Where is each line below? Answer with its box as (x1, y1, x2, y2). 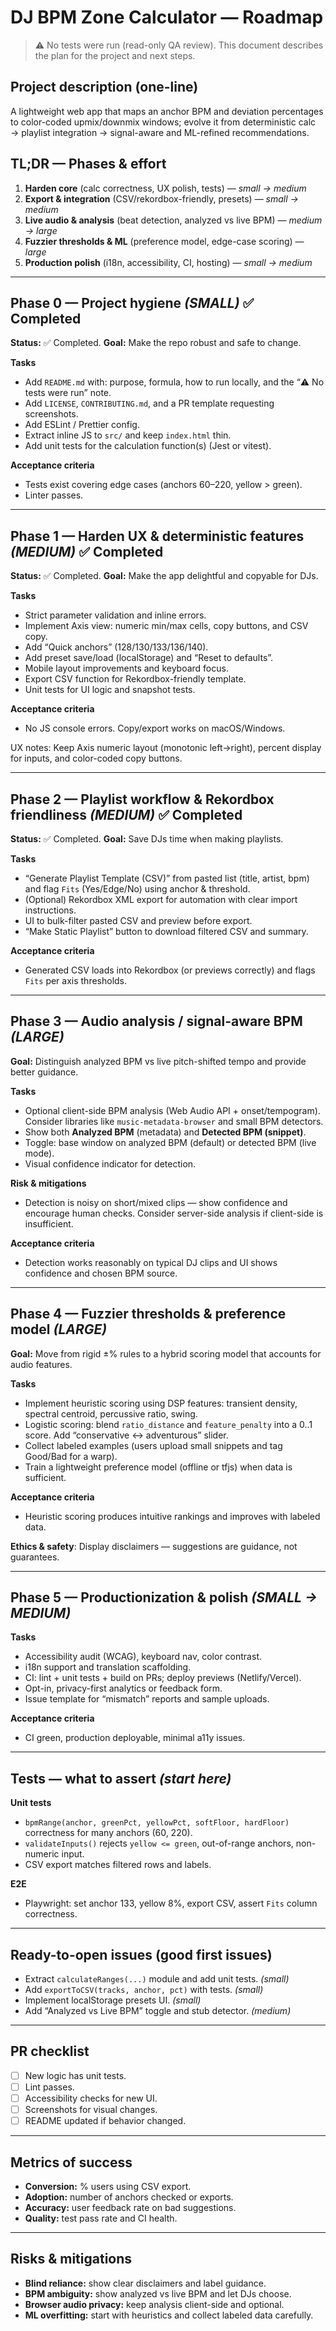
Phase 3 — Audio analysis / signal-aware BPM (10, 1013, 303, 1030)
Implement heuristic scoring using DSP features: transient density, (24, 1397, 298, 1409)
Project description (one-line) (10, 79, 199, 96)
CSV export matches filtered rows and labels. (24, 1859, 212, 1871)
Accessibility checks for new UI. (24, 2092, 158, 2104)
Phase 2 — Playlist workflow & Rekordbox (10, 791, 275, 808)
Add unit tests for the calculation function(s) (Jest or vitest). (24, 440, 272, 452)
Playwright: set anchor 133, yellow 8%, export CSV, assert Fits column (24, 1897, 318, 1910)
